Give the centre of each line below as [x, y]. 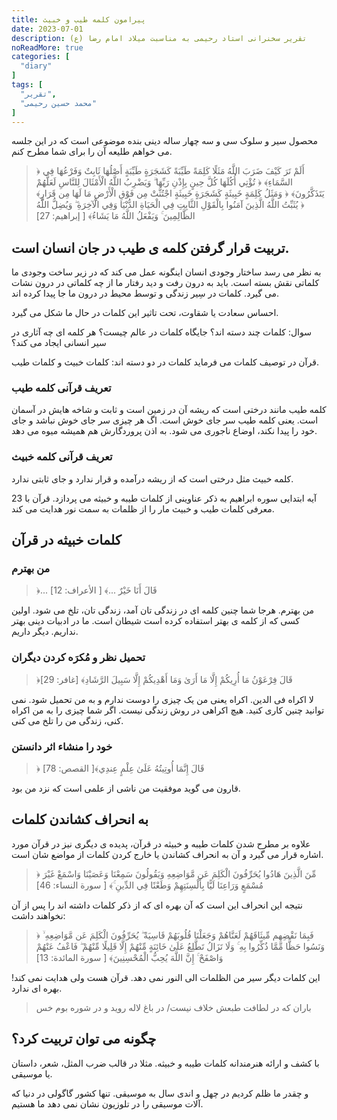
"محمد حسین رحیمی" [59, 103]
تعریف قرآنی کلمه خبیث [62, 457]
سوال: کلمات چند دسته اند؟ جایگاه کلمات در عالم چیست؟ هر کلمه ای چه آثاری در [161, 332]
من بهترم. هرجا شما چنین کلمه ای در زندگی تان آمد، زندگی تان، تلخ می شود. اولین [162, 610]
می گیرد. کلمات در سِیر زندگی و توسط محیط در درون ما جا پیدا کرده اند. [145, 293]
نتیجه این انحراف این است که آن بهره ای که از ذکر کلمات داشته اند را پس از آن [157, 905]
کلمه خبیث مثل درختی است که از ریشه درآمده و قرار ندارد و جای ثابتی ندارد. [152, 478]
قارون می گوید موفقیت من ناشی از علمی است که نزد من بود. [126, 788]
